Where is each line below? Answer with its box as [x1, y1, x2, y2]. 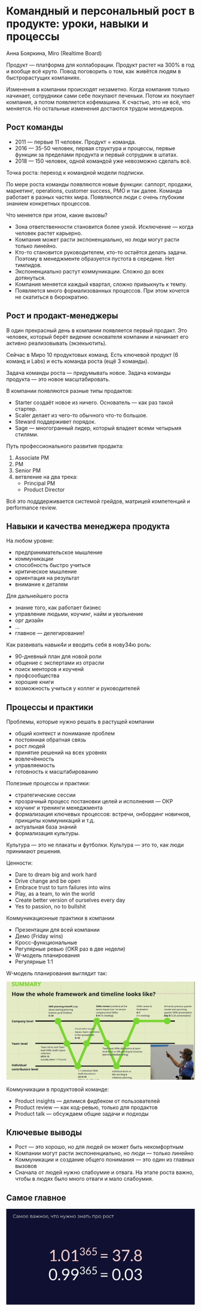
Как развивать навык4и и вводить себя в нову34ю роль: [6, 641, 151, 648]
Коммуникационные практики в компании [6, 914, 115, 922]
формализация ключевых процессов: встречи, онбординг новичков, [14, 811, 191, 818]
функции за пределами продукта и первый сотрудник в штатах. [14, 151, 178, 158]
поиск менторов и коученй [14, 666, 84, 673]
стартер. [14, 405, 37, 412]
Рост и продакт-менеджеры [6, 311, 118, 321]
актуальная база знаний [14, 823, 77, 830]
